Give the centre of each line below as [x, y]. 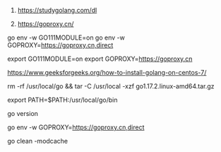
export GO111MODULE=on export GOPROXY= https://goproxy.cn [100, 59]
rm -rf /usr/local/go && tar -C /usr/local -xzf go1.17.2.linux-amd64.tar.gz [111, 86]
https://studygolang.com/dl [57, 10]
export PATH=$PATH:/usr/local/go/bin [62, 100]
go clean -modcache [38, 141]
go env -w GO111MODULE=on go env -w [66, 37]
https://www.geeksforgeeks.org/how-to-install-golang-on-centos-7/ [107, 72]
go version [23, 113]
